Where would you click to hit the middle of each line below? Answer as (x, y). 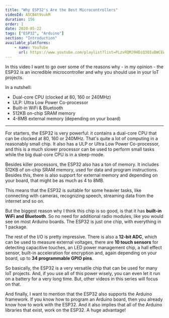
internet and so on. (25, 201)
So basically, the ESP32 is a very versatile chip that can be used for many (81, 268)
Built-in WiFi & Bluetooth (38, 108)
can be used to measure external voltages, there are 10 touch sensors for (82, 242)
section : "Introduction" (31, 38)
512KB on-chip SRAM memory (44, 113)
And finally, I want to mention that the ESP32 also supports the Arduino (79, 294)
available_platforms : (28, 43)
